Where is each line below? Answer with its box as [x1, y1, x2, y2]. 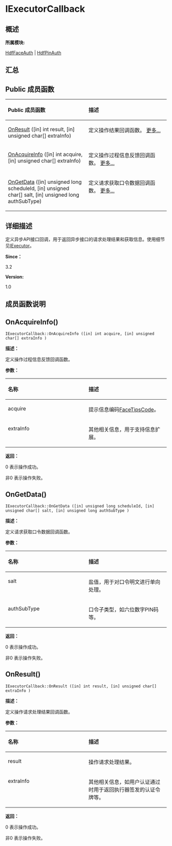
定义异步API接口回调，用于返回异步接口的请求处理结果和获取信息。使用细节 [5, 236, 165, 242]
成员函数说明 [5, 300, 46, 309]
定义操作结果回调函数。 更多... [89, 127, 161, 134]
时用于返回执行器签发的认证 [89, 786, 156, 793]
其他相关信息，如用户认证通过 [89, 778, 161, 785]
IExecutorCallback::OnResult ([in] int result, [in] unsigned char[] [5, 684, 157, 689]
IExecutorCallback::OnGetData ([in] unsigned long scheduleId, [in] [5, 504, 155, 509]
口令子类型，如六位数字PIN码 [89, 606, 159, 613]
